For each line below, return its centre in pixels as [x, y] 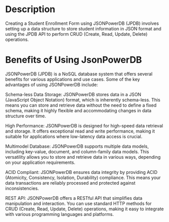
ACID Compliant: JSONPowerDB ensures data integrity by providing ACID [81, 172]
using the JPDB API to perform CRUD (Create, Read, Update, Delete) [76, 34]
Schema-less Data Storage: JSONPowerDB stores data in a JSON [73, 94]
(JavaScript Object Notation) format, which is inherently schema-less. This [83, 100]
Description [30, 9]
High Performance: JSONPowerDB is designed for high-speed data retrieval [84, 125]
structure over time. [26, 116]
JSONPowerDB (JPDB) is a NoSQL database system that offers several [79, 74]
